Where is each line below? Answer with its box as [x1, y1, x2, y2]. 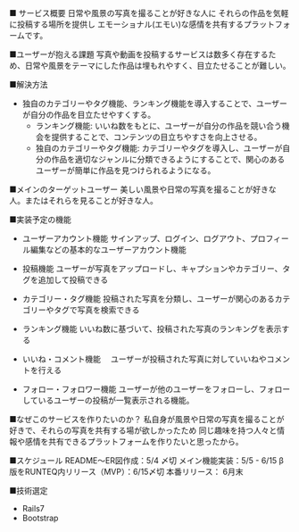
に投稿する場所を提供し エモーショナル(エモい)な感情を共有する [9, 19, 244, 29]
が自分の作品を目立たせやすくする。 [21, 110, 156, 120]
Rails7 [21, 503, 45, 513]
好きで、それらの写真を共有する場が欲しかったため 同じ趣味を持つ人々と [9, 425, 278, 436]
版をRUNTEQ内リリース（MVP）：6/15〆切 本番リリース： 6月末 [9, 467, 244, 477]
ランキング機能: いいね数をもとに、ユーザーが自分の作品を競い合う [35, 121, 283, 131]
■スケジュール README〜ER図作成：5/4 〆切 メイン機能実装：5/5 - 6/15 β [9, 455, 284, 466]
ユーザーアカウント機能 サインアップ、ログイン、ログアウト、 [21, 233, 251, 244]
